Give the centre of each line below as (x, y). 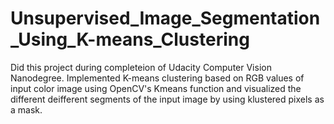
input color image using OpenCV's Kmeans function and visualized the (156, 88)
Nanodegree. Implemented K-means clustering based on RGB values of (157, 78)
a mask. (26, 109)
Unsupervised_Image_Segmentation (165, 18)
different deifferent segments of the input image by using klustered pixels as (167, 99)
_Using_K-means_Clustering (130, 39)
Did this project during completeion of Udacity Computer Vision (141, 67)
